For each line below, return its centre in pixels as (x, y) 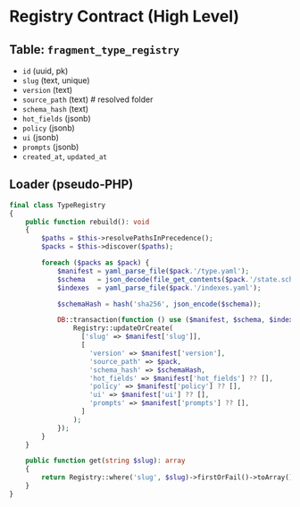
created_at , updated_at (64, 156)
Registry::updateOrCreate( (123, 328)
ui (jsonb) (41, 137)
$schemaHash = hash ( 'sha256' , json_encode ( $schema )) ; (159, 304)
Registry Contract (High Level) (124, 17)
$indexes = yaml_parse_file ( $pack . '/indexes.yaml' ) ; (159, 288)
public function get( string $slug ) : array (105, 461)
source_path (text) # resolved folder (87, 99)
